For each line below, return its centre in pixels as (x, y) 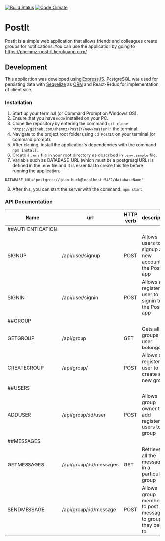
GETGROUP (21, 338)
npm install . (25, 150)
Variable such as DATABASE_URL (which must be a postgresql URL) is (83, 160)
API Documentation (29, 201)
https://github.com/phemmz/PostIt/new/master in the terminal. (75, 129)
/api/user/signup (81, 256)
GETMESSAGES (26, 465)
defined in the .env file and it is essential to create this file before (78, 166)
